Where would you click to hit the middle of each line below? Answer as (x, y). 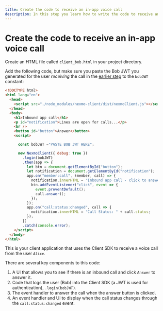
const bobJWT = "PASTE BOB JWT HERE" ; (56, 145)
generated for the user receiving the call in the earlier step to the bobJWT (77, 76)
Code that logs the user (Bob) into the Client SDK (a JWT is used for (80, 283)
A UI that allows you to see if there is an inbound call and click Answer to (84, 272)
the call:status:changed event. (43, 303)
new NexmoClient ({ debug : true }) (53, 153)
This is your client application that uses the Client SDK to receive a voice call (81, 248)
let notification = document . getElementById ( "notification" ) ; (91, 171)
